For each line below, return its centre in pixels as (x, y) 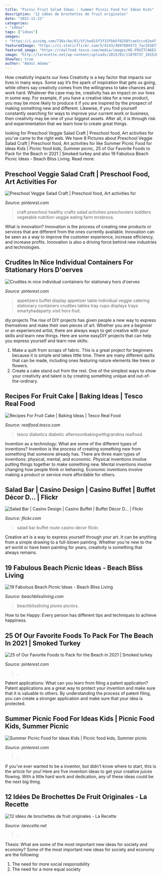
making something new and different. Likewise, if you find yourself (71, 108)
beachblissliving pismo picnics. (48, 606)
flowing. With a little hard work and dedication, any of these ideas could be (79, 776)
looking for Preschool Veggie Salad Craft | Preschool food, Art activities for (79, 133)
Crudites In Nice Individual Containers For (69, 262)
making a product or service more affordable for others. (60, 474)
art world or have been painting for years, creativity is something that (74, 548)
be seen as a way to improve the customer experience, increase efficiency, (80, 237)
